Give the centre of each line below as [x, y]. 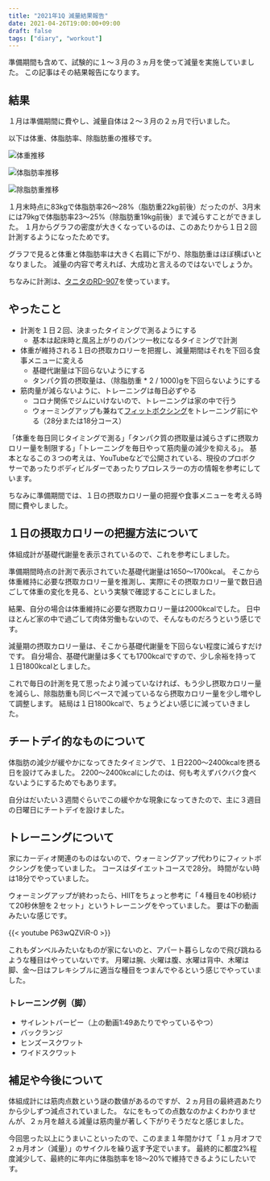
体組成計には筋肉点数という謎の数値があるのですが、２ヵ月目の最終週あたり [135, 1101]
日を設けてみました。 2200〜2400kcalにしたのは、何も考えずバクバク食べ [132, 772]
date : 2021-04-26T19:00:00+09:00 [64, 23]
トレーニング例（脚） [50, 1003]
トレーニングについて [61, 837]
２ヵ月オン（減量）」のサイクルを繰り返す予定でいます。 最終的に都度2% [129, 1149]
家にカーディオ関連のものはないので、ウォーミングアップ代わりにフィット [132, 859]
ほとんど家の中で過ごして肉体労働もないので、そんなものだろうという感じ [131, 618]
